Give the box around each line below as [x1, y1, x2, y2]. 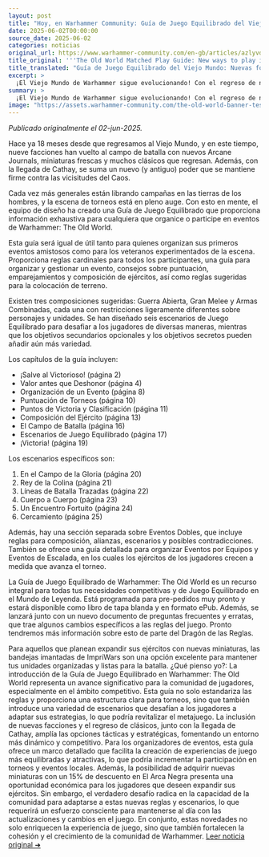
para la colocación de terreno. [8, 281, 108, 290]
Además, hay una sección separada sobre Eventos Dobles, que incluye [8, 527, 243, 538]
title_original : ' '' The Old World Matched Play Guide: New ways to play [8, 57, 256, 65]
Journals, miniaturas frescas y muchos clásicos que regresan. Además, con [8, 156, 259, 165]
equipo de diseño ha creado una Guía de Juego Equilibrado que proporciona [8, 205, 261, 215]
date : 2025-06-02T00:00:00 [8, 26, 98, 35]
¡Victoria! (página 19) [19, 438, 89, 448]
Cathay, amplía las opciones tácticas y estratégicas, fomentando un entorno [8, 729, 259, 739]
